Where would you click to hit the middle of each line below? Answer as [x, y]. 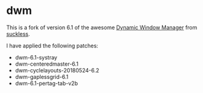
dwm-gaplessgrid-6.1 [42, 77]
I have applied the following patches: [52, 46]
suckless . [18, 33]
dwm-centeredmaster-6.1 [47, 64]
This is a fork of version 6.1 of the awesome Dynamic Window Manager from [102, 27]
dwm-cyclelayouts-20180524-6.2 [57, 70]
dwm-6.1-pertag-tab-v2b [46, 83]
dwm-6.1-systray [36, 57]
